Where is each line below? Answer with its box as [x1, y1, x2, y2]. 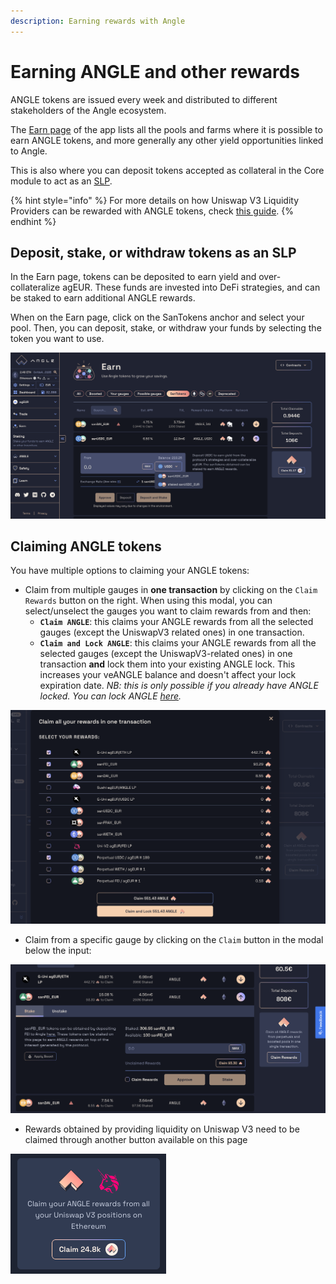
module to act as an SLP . [10, 175, 113, 187]
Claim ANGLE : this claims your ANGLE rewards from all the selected [39, 616, 314, 628]
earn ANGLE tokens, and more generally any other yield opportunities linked [10, 134, 324, 146]
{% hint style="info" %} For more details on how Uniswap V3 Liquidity [10, 194, 300, 206]
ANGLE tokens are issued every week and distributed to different [10, 93, 278, 105]
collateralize [10, 281, 61, 294]
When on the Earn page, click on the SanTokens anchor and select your [10, 311, 305, 324]
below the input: [24, 944, 92, 956]
